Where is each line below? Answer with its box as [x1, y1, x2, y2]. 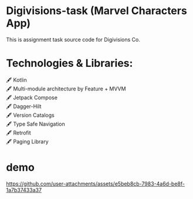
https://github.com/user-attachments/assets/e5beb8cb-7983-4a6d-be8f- [6, 180, 185, 187]
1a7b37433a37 [6, 186, 42, 193]
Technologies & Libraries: [6, 57, 133, 70]
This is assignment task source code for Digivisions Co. [6, 36, 141, 43]
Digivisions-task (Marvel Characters [6, 4, 188, 18]
